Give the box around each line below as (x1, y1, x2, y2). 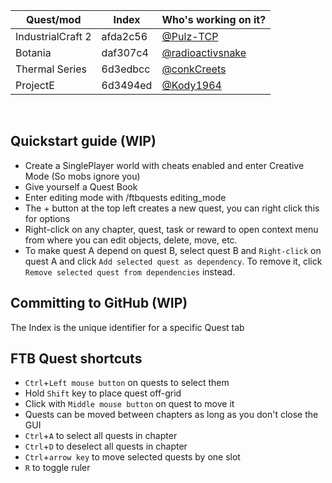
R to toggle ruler (24, 462, 91, 474)
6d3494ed (101, 79, 153, 92)
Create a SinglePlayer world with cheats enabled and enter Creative (24, 159, 305, 171)
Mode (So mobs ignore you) (24, 170, 141, 182)
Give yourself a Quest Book (24, 180, 138, 193)
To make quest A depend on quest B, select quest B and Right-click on (24, 244, 322, 256)
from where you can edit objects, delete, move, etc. (24, 234, 238, 246)
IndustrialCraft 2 (15, 30, 92, 43)
